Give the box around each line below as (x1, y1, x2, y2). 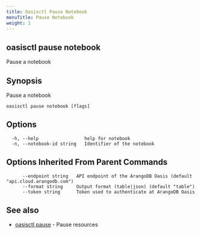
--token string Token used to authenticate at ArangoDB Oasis (22, 189, 196, 195)
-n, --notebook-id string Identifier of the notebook (11, 141, 155, 147)
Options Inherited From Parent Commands (6, 157, 168, 167)
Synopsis (6, 76, 42, 86)
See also (6, 205, 39, 215)
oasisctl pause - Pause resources (14, 221, 98, 229)
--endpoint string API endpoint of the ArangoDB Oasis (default (22, 173, 193, 179)
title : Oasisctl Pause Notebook (6, 8, 87, 15)
